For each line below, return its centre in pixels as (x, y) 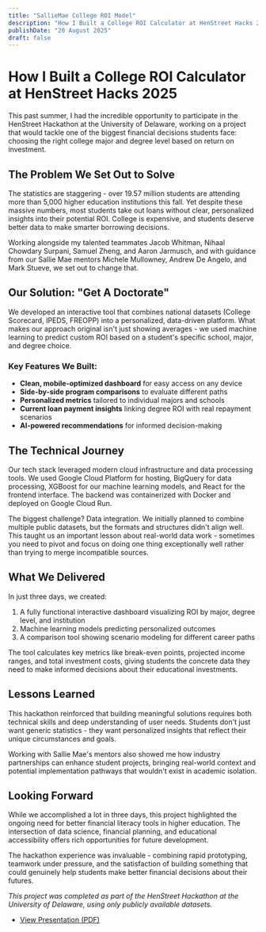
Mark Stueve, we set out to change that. (73, 268)
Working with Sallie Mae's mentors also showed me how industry (114, 754)
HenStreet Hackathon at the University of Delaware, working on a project (127, 125)
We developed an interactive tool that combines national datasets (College (129, 312)
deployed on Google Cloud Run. (60, 503)
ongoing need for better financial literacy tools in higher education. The (124, 823)
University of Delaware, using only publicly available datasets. (110, 904)
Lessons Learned (51, 694)
